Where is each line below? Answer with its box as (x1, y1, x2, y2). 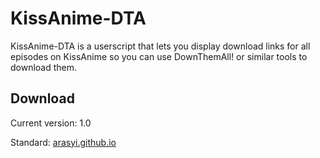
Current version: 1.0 (10, 117, 92, 129)
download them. (10, 61, 78, 73)
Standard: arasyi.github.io (10, 136, 117, 148)
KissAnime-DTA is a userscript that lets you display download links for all (10, 40, 311, 52)
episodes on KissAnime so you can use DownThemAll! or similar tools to (10, 50, 308, 62)
